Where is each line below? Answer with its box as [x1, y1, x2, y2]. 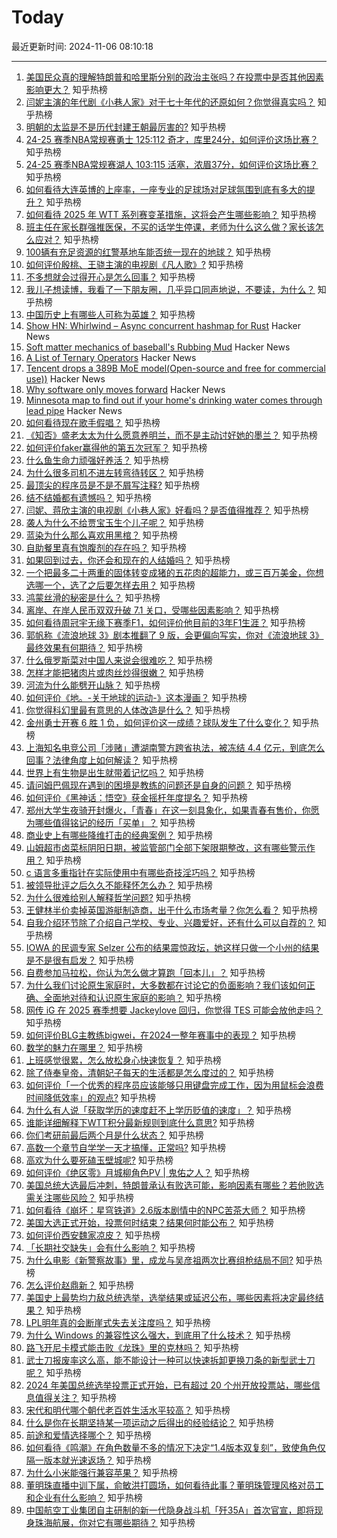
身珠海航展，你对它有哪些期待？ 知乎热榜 [25, 1516, 196, 1528]
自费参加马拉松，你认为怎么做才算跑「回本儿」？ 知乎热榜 [25, 966, 266, 978]
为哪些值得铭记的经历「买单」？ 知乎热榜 [25, 816, 196, 828]
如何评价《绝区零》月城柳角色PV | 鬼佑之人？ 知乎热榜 [25, 1166, 250, 1178]
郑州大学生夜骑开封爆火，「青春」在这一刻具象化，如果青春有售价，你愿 [25, 804, 320, 816]
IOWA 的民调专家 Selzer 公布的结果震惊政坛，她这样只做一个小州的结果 [25, 941, 320, 953]
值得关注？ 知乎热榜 [34, 1391, 117, 1403]
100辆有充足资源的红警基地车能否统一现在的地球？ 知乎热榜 [25, 246, 272, 258]
